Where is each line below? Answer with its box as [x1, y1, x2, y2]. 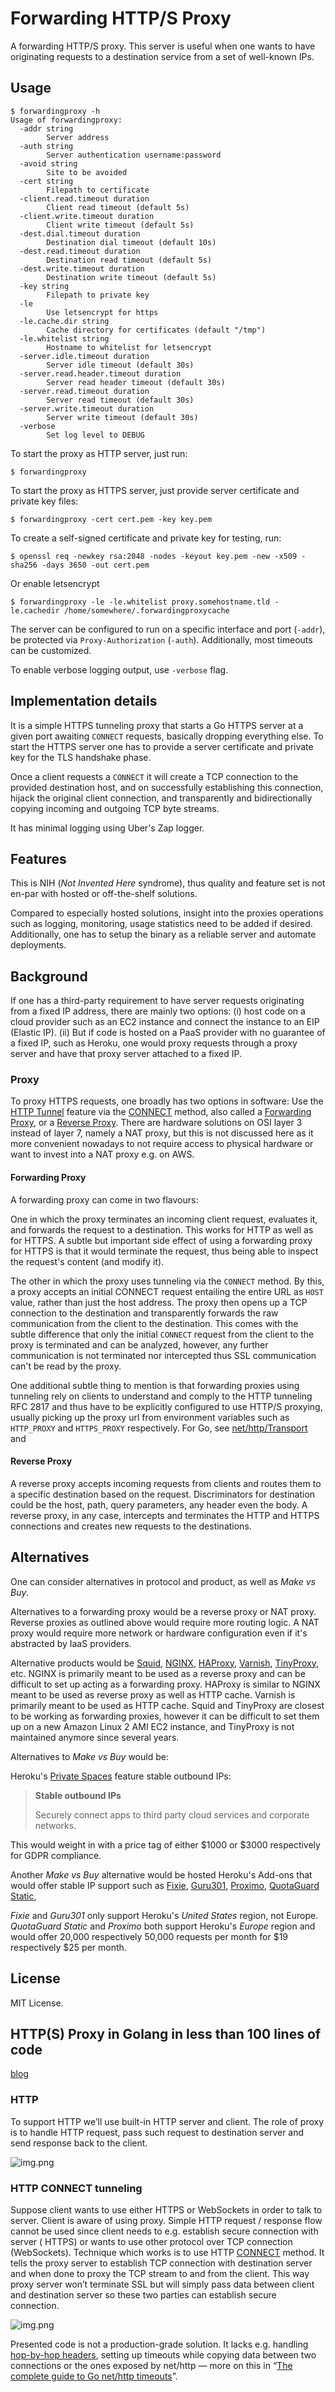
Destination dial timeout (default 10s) [46, 237, 217, 247]
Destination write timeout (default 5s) [46, 272, 217, 282]
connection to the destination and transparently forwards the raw [10, 1307, 279, 1319]
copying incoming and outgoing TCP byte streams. [10, 802, 220, 814]
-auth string [19, 141, 74, 151]
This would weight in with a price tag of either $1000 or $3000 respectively [10, 1838, 321, 1851]
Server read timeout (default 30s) [46, 395, 195, 405]
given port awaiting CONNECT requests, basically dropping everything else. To [10, 730, 324, 742]
